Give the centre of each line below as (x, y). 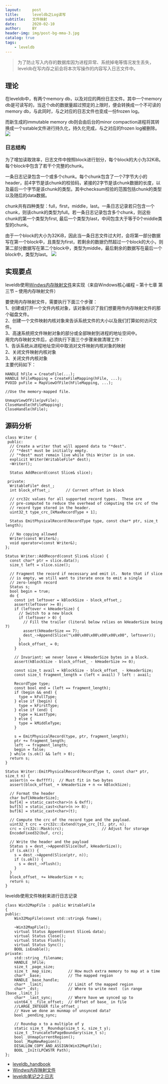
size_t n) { (18, 776)
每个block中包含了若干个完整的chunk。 (46, 166)
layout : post (23, 10)
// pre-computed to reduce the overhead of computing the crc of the (84, 504)
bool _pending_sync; (36, 1015)
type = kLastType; (38, 715)
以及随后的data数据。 (27, 195)
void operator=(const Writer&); (44, 543)
